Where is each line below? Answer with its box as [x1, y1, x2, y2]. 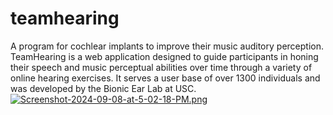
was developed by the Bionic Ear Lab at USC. [10, 82, 197, 94]
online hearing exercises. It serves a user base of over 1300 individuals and [10, 72, 321, 84]
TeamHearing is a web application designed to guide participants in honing [10, 50, 319, 62]
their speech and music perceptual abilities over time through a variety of [10, 61, 313, 73]
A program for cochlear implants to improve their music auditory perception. [10, 40, 324, 52]
